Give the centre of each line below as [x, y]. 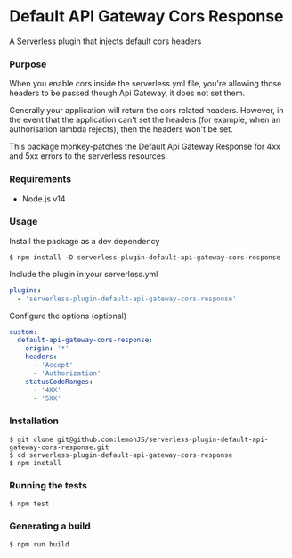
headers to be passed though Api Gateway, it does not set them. [127, 93]
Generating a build [50, 526]
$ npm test [29, 504]
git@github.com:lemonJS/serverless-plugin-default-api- [162, 439]
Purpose [28, 64]
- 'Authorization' [67, 373]
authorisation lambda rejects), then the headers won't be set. [121, 129]
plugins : [25, 290]
